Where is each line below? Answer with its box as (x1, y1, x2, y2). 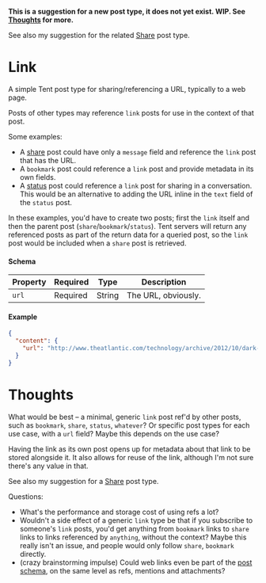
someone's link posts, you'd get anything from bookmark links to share (19, 524, 249, 533)
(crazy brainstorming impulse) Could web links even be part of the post (19, 558, 253, 567)
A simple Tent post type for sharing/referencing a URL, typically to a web (8, 84, 246, 93)
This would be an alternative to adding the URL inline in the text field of (19, 189, 253, 199)
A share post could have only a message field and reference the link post (19, 147, 256, 157)
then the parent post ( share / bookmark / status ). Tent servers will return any (8, 221, 247, 231)
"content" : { (15, 337, 59, 345)
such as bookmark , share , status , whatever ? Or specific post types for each (8, 420, 250, 430)
